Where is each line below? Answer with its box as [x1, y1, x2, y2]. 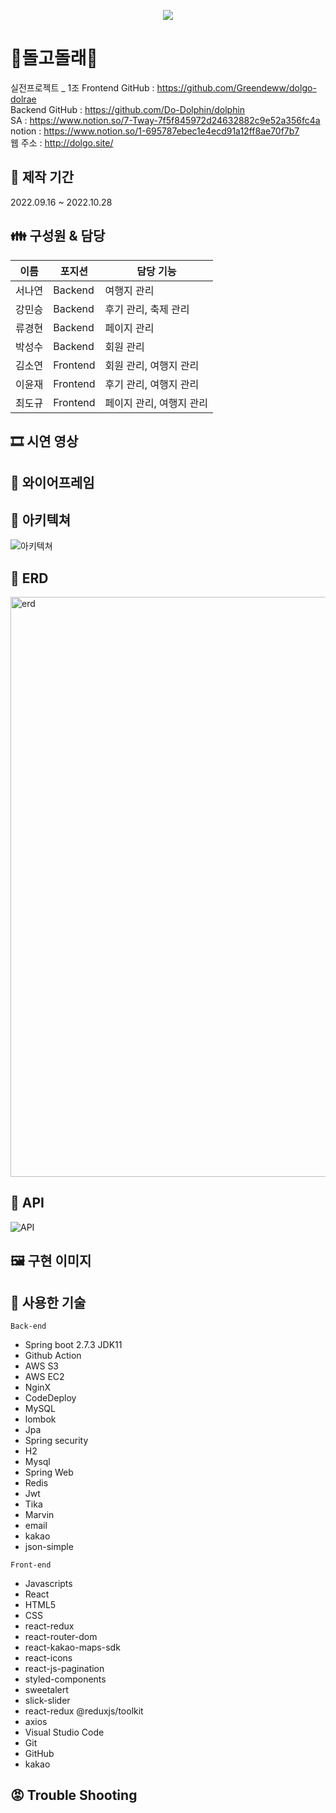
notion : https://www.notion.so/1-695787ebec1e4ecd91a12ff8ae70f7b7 [10, 125, 300, 137]
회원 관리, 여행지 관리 [104, 358, 200, 372]
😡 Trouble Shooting [10, 1787, 138, 1804]
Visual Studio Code [24, 1726, 105, 1738]
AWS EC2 [24, 1370, 65, 1382]
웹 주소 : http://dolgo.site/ [10, 136, 114, 149]
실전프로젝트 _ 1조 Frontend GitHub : [10, 81, 155, 94]
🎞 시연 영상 [10, 433, 79, 450]
